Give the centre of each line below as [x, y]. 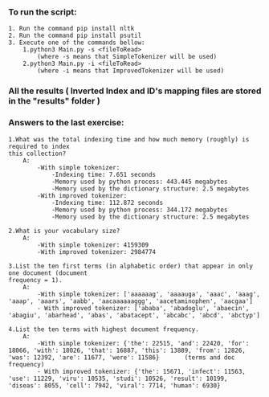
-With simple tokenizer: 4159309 [93, 245]
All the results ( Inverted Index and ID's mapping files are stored [135, 91]
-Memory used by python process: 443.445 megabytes [139, 182]
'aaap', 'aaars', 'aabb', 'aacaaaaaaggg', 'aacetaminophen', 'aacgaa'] [130, 301]
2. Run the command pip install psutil [75, 36]
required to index [39, 146]
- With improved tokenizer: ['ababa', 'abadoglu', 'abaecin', [143, 308]
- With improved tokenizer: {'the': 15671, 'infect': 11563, [142, 371]
